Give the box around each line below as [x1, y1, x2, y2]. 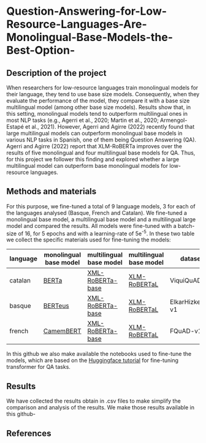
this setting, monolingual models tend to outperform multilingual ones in [6, 110, 188, 117]
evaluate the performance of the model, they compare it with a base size [6, 97, 190, 104]
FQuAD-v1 [169, 327, 202, 335]
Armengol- [160, 116, 188, 124]
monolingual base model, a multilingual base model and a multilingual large [6, 216, 196, 223]
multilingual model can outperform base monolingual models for [6, 162, 169, 169]
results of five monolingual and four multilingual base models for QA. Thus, [6, 149, 196, 156]
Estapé [6, 123, 25, 130]
